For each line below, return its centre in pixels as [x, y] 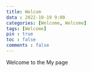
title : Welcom [24, 12]
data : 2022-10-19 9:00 [36, 17]
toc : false [21, 40]
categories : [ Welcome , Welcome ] [46, 23]
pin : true [20, 34]
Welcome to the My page [37, 62]
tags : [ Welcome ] [26, 28]
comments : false [28, 46]
